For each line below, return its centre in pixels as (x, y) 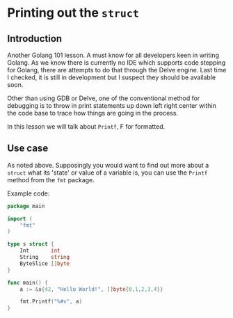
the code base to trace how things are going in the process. (93, 113)
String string (45, 257)
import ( (20, 218)
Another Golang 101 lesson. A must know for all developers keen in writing (113, 55)
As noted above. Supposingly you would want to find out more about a (108, 165)
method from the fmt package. (51, 180)
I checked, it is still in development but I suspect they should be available (112, 77)
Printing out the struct (73, 13)
